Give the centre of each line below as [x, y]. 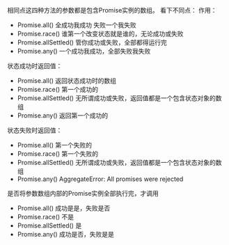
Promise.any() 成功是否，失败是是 [66, 234]
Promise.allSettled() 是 [49, 226]
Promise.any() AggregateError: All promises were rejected [100, 179]
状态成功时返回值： [35, 66]
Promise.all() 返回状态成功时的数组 [67, 81]
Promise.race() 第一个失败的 [58, 154]
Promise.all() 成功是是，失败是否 [64, 208]
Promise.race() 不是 [46, 217]
